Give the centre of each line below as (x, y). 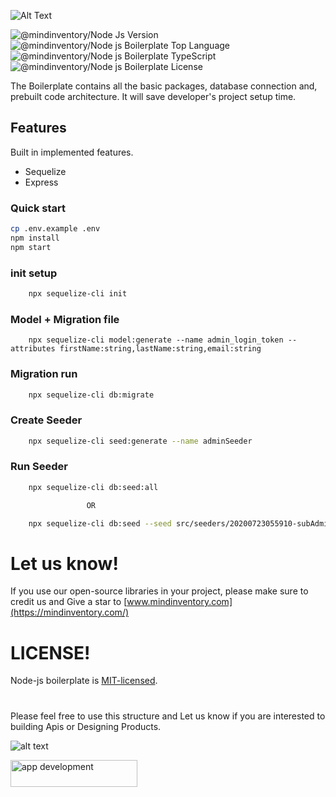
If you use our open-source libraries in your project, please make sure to (159, 591)
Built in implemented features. (72, 152)
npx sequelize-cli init (78, 294)
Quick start (38, 208)
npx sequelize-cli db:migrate (91, 395)
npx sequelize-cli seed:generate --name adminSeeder (140, 441)
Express (41, 182)
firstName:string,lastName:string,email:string (160, 349)
